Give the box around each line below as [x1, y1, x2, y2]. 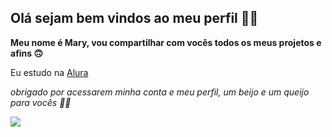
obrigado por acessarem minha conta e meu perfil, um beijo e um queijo [10, 86, 310, 98]
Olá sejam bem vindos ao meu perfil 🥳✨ [10, 10, 259, 27]
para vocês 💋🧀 [10, 96, 72, 108]
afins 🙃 [10, 47, 44, 59]
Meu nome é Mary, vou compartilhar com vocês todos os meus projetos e [10, 36, 322, 48]
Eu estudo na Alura [10, 66, 89, 78]
